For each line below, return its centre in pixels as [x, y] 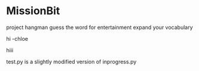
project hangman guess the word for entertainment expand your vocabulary [99, 27]
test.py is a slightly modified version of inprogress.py [71, 62]
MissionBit [33, 11]
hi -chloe [17, 38]
